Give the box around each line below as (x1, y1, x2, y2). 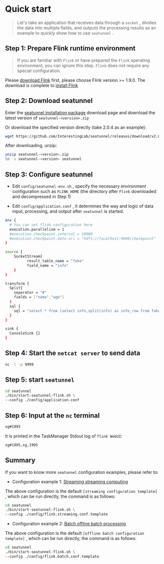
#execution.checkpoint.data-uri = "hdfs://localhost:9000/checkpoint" (9, 236, 156, 241)
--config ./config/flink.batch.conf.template (5, 554, 99, 559)
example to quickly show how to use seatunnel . (17, 30, 114, 36)
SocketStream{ (14, 254, 42, 259)
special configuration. (17, 68, 61, 74)
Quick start (5, 3, 51, 15)
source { (5, 249, 23, 254)
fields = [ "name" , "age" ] (14, 295, 64, 300)
